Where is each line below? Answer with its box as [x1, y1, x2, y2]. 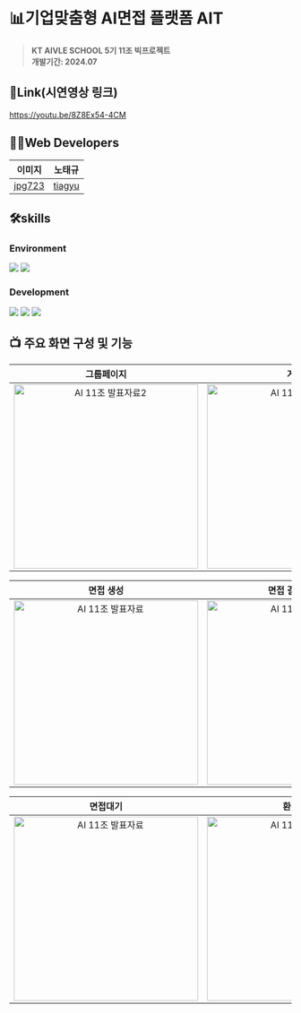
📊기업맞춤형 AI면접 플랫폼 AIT [9, 8, 224, 29]
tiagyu [53, 179, 80, 192]
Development [9, 286, 70, 298]
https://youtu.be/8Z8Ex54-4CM [9, 109, 127, 120]
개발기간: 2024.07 [30, 56, 98, 67]
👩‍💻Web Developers [9, 135, 119, 150]
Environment [9, 242, 67, 254]
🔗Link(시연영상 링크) [9, 85, 118, 100]
